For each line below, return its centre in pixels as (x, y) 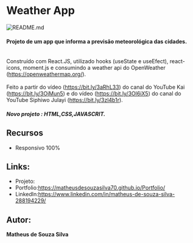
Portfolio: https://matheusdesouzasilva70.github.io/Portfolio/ (90, 188)
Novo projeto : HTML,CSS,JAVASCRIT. (56, 114)
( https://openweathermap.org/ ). (46, 74)
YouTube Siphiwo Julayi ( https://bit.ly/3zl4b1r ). (65, 100)
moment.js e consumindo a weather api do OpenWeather (94, 68)
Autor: (19, 220)
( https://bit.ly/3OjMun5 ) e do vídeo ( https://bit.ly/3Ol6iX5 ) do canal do (94, 94)
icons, (14, 68)
